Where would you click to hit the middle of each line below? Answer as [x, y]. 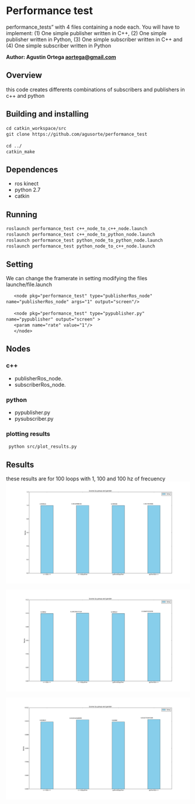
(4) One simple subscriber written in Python [59, 46]
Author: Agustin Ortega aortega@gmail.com [61, 57]
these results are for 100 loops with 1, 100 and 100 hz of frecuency [86, 479]
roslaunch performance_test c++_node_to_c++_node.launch [77, 229]
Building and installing [47, 114]
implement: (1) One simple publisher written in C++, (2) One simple [86, 33]
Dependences [32, 169]
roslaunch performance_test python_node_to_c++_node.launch [81, 246]
